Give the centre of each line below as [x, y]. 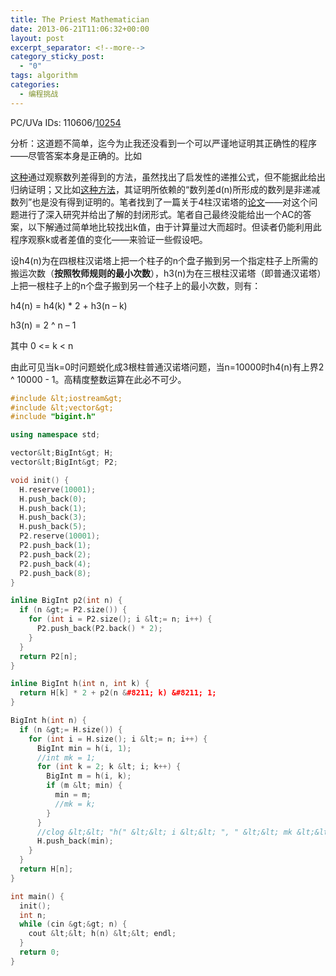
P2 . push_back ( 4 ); [55, 564]
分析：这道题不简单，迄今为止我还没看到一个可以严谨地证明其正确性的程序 [163, 143]
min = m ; [73, 795]
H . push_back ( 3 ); [53, 517]
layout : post [37, 38]
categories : [35, 85]
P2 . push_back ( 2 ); [55, 554]
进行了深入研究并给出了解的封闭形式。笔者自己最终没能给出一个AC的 [160, 214]
